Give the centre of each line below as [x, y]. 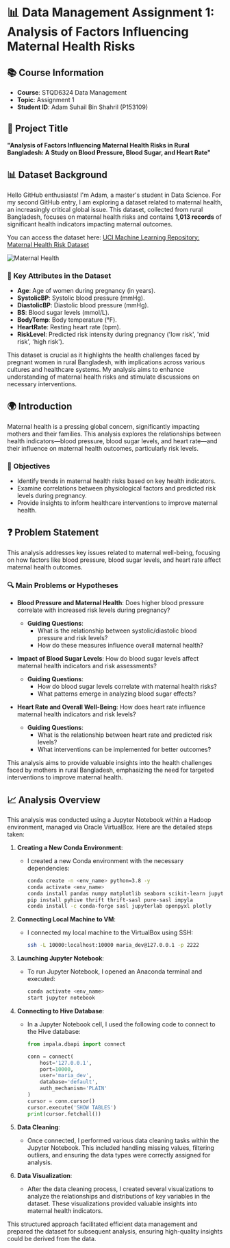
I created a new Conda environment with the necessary [105, 860]
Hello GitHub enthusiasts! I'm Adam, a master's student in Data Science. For [114, 195]
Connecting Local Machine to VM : [66, 919]
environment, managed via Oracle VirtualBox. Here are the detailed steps [110, 827]
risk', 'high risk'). [40, 341]
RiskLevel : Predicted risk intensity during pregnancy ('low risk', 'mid [113, 334]
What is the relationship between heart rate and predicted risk [125, 735]
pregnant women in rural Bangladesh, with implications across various [106, 362]
